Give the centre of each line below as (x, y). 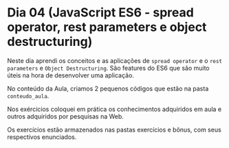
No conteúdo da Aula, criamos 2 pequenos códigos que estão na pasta (108, 88)
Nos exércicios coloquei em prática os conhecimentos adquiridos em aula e (115, 109)
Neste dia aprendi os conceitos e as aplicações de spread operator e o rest (115, 60)
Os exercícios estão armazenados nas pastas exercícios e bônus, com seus (114, 129)
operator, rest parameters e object (107, 27)
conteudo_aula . (28, 96)
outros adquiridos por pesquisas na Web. (65, 116)
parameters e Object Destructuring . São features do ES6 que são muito (108, 68)
